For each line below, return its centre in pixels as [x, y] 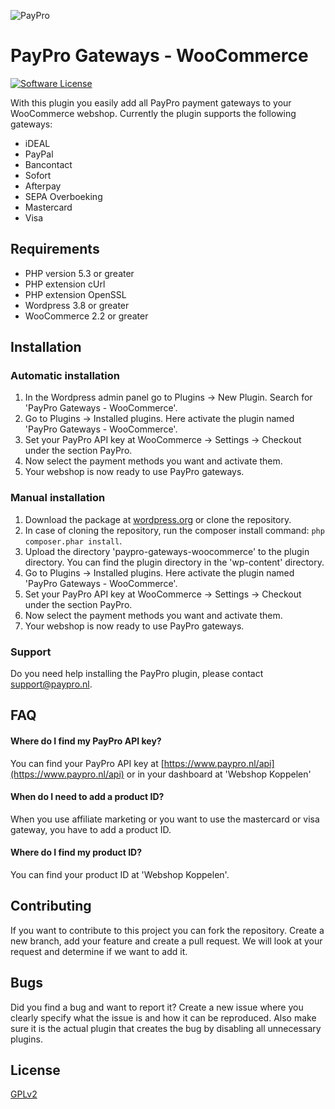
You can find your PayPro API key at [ [87, 763]
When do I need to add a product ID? [87, 797]
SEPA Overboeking [63, 196]
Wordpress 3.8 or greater [77, 305]
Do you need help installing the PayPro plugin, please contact [137, 674]
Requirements [55, 249]
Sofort [38, 175]
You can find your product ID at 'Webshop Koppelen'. [120, 875]
